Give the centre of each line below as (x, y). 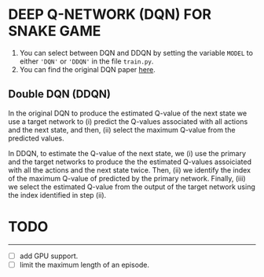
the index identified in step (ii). (57, 195)
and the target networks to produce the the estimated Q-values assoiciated (130, 162)
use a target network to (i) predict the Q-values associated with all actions (128, 121)
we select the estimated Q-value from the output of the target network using (132, 187)
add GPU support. (49, 256)
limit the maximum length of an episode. (84, 264)
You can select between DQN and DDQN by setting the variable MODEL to (136, 53)
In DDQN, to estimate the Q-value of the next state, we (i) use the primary (127, 153)
